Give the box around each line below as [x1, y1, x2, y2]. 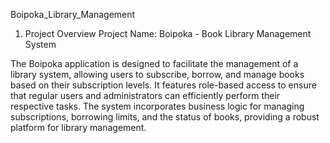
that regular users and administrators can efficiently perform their [10, 90, 281, 101]
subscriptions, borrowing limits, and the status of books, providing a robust [10, 111, 320, 123]
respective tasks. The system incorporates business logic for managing [10, 100, 305, 112]
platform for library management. [10, 122, 147, 133]
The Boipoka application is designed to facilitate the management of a [10, 58, 299, 69]
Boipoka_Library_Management [10, 9, 136, 20]
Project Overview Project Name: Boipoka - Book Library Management [24, 28, 312, 39]
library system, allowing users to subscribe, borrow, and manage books [10, 69, 305, 80]
